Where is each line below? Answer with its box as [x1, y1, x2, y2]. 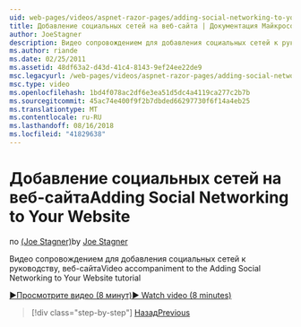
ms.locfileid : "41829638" [9, 130, 106, 139]
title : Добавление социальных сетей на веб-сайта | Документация [9, 22, 258, 30]
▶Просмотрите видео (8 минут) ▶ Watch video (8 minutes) [9, 289, 232, 300]
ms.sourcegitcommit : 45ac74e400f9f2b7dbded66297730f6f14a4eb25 [9, 96, 251, 106]
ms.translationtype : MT [9, 105, 99, 114]
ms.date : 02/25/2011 [9, 55, 87, 64]
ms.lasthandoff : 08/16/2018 [9, 122, 115, 131]
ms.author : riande [9, 47, 78, 56]
